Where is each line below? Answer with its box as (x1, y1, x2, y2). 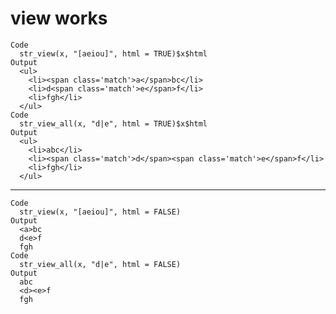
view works (10, 7, 108, 30)
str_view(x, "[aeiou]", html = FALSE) (19, 207, 182, 217)
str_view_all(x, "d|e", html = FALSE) (19, 259, 182, 269)
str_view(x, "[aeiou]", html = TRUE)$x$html (19, 48, 208, 59)
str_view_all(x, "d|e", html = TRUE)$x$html (19, 118, 208, 129)
